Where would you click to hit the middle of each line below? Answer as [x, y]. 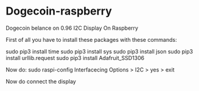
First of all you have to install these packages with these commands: [91, 39]
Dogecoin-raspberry [59, 11]
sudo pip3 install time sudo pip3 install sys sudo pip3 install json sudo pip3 [99, 51]
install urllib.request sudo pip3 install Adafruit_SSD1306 [75, 58]
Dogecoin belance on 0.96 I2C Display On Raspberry [72, 28]
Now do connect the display [41, 81]
